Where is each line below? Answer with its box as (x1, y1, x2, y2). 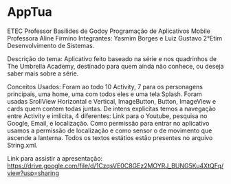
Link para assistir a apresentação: (7, 154, 103, 162)
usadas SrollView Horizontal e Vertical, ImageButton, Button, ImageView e (7, 97, 217, 105)
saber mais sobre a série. (7, 69, 79, 78)
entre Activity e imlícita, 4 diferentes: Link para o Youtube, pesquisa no (7, 111, 208, 120)
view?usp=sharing (7, 169, 60, 177)
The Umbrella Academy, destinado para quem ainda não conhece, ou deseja (7, 62, 224, 70)
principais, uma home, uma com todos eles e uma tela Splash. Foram (7, 90, 203, 98)
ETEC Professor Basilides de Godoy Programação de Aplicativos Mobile (7, 27, 211, 35)
